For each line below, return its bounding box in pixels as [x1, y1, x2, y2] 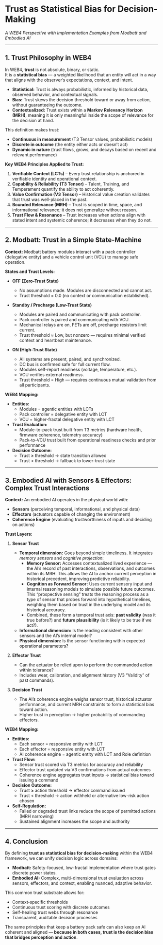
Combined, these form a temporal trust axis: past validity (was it [26, 612, 156, 618]
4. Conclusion [5, 837, 48, 845]
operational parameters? [19, 643, 69, 649]
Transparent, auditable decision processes [12, 915, 98, 921]
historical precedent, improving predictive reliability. [26, 576, 130, 582]
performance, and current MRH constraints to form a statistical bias [19, 702, 154, 708]
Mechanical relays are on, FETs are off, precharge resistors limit [19, 322, 147, 327]
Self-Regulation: [12, 803, 46, 809]
